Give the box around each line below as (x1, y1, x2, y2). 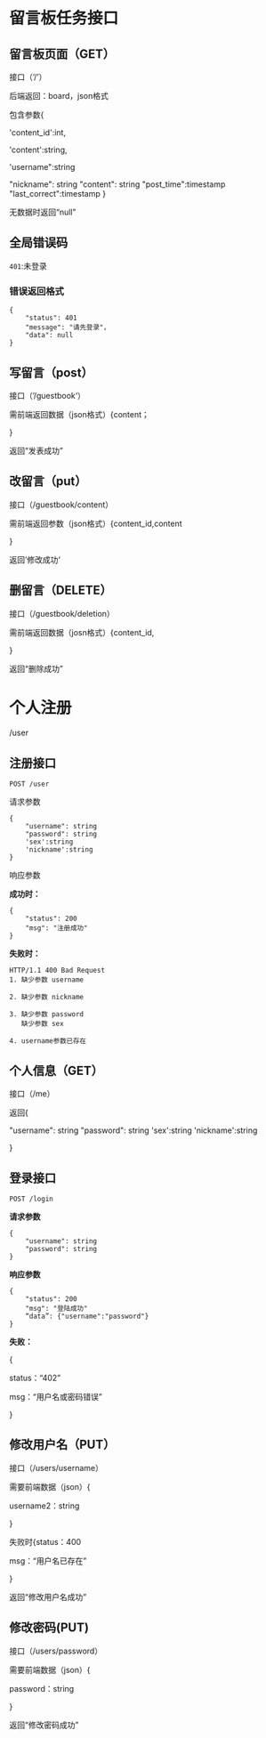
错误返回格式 (9, 285, 65, 297)
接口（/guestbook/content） (9, 499, 114, 510)
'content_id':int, (9, 127, 67, 138)
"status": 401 (25, 313, 77, 323)
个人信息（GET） (9, 1063, 104, 1078)
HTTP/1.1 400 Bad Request (9, 966, 105, 975)
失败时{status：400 (9, 1536, 82, 1547)
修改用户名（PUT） (9, 1437, 116, 1452)
